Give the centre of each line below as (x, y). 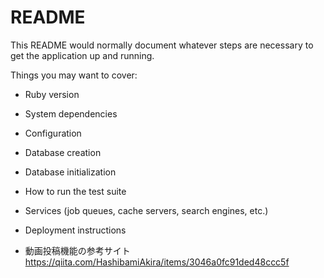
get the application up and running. (82, 55)
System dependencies (71, 113)
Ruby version (52, 94)
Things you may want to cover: (74, 75)
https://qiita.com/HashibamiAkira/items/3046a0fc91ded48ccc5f (157, 262)
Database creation (63, 152)
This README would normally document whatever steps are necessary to (162, 45)
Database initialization (70, 172)
